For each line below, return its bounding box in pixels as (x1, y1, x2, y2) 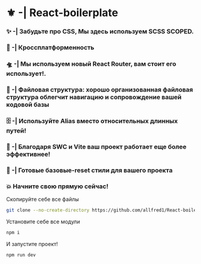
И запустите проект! (6, 240, 58, 247)
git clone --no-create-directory (6, 207, 90, 213)
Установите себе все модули (6, 218, 80, 225)
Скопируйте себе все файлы (6, 195, 80, 202)
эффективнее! (6, 150, 51, 158)
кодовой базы (6, 100, 50, 109)
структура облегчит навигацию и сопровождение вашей (6, 93, 182, 101)
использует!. (6, 69, 47, 78)
